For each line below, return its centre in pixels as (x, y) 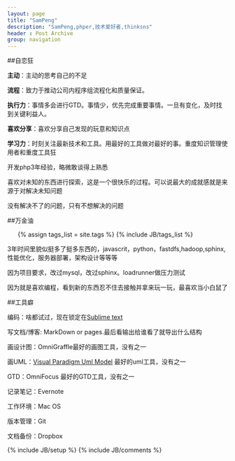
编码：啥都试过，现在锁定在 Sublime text (65, 317)
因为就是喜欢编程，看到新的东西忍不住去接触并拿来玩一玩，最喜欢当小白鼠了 (117, 288)
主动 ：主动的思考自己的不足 (47, 76)
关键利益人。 (31, 114)
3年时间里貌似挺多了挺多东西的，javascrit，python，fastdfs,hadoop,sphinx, (116, 249)
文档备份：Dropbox (35, 436)
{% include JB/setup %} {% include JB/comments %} (85, 450)
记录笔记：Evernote (36, 392)
